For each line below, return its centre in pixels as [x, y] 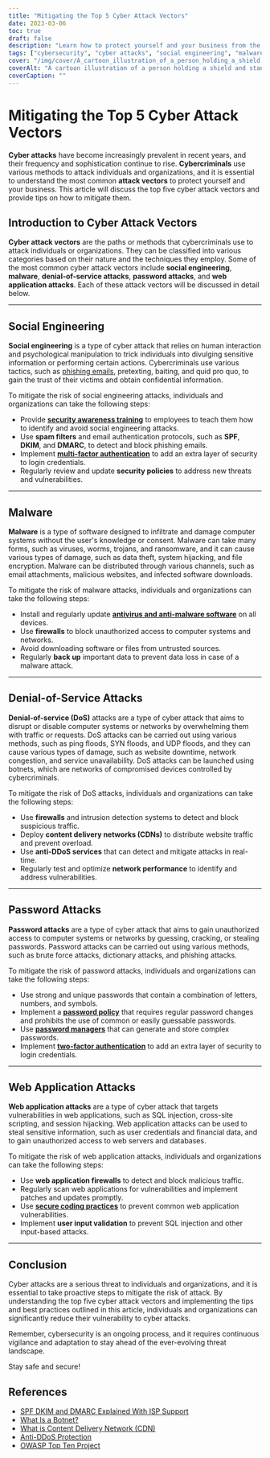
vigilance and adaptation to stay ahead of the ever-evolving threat [117, 1343]
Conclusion [38, 1264]
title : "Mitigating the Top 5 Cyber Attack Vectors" [98, 16]
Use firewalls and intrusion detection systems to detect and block [129, 817]
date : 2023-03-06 [37, 23]
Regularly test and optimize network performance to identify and [128, 868]
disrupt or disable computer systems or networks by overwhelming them [129, 726]
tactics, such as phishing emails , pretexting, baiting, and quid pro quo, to [129, 372]
